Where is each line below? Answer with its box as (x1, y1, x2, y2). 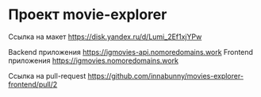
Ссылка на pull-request (8, 71, 86, 80)
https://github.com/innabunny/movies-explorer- (87, 71, 244, 80)
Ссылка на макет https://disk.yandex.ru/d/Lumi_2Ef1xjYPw (8, 32, 202, 41)
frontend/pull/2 (8, 80, 58, 89)
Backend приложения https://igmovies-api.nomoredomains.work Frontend (8, 47, 254, 56)
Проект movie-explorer (8, 6, 167, 24)
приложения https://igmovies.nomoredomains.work (8, 56, 178, 65)
